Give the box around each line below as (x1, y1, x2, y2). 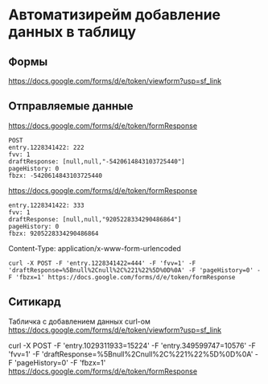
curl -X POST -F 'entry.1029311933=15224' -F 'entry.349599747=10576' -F (8, 341, 256, 350)
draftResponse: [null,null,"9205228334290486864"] (8, 215, 182, 223)
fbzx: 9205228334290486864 (8, 229, 99, 237)
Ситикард (8, 295, 62, 309)
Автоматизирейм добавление (8, 6, 221, 24)
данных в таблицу (8, 23, 137, 41)
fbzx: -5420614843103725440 (8, 171, 103, 180)
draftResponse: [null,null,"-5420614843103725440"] (8, 157, 185, 166)
